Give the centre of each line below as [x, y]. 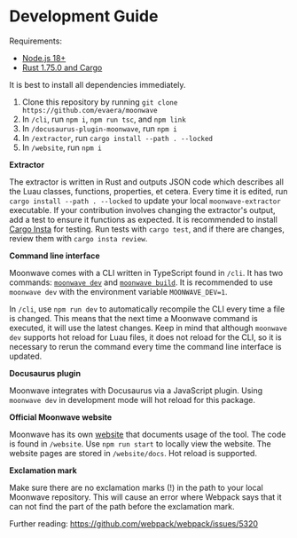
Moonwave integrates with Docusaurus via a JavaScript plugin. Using [136, 390]
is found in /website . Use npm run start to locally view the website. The [141, 443]
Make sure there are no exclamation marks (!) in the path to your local [136, 487]
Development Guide [84, 16]
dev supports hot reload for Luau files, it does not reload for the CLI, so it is [145, 337]
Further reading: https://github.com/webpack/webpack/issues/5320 [134, 523]
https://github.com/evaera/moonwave [90, 110]
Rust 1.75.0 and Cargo [62, 67]
